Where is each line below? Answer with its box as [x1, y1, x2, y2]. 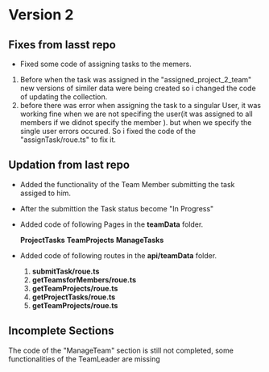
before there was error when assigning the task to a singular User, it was [19, 101, 262, 110]
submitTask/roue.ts [31, 266, 100, 276]
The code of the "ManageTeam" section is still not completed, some [8, 345, 234, 355]
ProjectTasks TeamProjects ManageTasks [19, 235, 164, 245]
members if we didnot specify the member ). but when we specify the [19, 118, 252, 127]
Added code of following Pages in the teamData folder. [19, 219, 204, 229]
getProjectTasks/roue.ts [31, 292, 116, 302]
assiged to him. [19, 188, 71, 198]
